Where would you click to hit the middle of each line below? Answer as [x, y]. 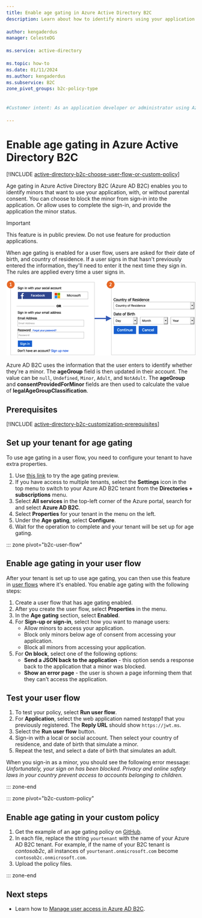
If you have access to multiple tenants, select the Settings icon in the [100, 482]
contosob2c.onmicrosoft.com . [51, 857]
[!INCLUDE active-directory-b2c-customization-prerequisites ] [83, 424]
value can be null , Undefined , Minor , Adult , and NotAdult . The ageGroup [96, 378]
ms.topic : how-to [28, 63]
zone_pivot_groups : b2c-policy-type [52, 89]
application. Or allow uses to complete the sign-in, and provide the [89, 205]
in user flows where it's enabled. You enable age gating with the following [98, 584]
